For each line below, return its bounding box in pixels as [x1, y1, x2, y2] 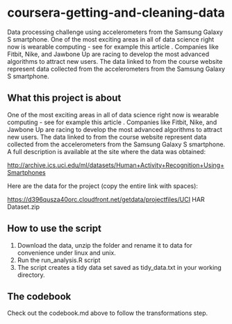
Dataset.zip [7, 203, 40, 211]
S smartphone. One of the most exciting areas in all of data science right [7, 35, 215, 43]
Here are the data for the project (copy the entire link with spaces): [7, 182, 198, 190]
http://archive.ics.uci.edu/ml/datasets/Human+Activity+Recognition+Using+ [7, 161, 224, 169]
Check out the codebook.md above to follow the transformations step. [7, 309, 208, 317]
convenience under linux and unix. [17, 248, 116, 257]
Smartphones [7, 168, 47, 176]
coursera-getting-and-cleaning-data [7, 5, 226, 21]
